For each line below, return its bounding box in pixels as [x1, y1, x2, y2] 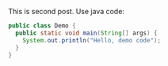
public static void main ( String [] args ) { [15, 29, 158, 37]
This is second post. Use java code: [8, 7, 125, 16]
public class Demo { [8, 22, 77, 30]
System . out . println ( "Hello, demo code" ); [22, 36, 161, 44]
